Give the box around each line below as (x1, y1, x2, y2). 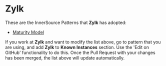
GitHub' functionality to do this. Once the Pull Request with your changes (5, 49, 156, 55)
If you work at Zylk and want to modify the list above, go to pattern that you (5, 38, 161, 45)
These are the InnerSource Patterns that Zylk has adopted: (5, 19, 126, 25)
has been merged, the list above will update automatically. (5, 54, 125, 60)
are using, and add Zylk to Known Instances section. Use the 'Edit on (5, 44, 149, 50)
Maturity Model (12, 29, 44, 35)
